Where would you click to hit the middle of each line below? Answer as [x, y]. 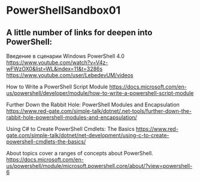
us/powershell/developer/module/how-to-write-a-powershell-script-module [100, 93]
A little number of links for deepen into [79, 33]
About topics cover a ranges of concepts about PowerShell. [80, 153]
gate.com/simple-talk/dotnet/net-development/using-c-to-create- [88, 135]
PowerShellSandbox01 [63, 10]
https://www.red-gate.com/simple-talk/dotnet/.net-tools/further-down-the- [99, 111]
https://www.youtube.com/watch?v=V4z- [57, 62]
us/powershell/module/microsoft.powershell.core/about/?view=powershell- [99, 166]
